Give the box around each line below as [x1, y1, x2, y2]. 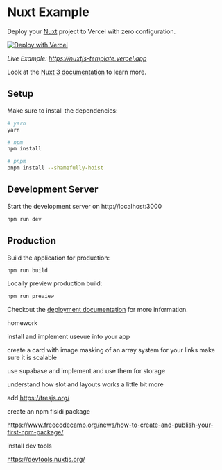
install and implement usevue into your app [7, 332, 130, 341]
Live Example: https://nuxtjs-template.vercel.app [7, 54, 147, 63]
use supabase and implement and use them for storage [7, 367, 165, 375]
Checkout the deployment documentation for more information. [7, 306, 189, 314]
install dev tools [7, 441, 52, 450]
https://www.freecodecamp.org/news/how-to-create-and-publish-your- [7, 421, 214, 429]
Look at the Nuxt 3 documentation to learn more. [7, 68, 147, 76]
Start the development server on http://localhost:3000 [7, 202, 162, 210]
